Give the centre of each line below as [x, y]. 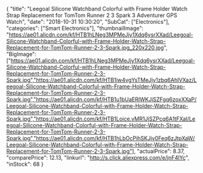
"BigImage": [21, 54]
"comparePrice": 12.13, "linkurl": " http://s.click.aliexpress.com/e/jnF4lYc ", [98, 157]
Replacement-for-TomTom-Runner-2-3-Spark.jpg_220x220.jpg [85, 48]
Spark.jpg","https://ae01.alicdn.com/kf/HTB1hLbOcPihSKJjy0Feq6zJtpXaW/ [101, 138]
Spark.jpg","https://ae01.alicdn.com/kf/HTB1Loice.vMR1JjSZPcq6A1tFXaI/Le [101, 119]
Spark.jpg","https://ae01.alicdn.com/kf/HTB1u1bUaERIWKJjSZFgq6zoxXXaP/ [101, 99]
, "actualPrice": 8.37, [159, 151]
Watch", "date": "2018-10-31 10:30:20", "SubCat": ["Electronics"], [88, 22]
